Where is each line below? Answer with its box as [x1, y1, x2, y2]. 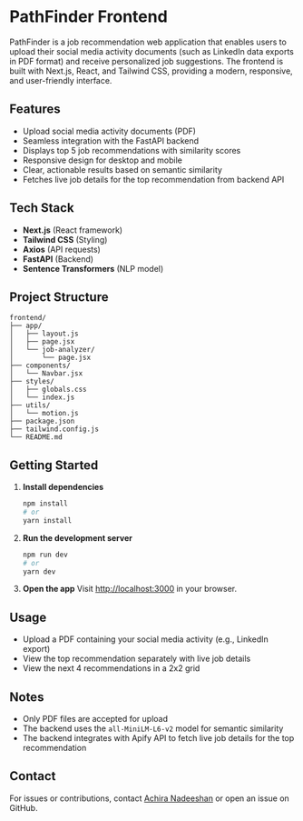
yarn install [22, 516, 73, 525]
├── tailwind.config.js [9, 425, 100, 434]
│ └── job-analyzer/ [9, 345, 95, 355]
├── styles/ [9, 377, 54, 386]
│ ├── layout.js [9, 329, 79, 338]
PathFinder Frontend [9, 6, 168, 27]
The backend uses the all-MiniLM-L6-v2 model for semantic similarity [22, 723, 284, 734]
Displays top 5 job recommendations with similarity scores [22, 145, 241, 155]
